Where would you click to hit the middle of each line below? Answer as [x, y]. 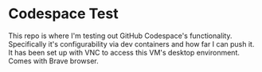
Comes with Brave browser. [53, 61]
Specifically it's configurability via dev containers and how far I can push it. [131, 44]
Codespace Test [63, 14]
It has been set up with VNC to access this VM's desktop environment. [124, 52]
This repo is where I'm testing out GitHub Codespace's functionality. [120, 36]
